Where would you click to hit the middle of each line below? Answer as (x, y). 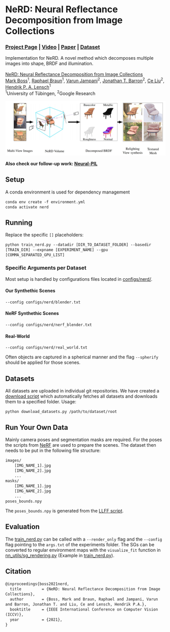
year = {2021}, (36, 619)
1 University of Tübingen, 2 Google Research (50, 93)
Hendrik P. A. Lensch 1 (28, 87)
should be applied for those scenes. (43, 362)
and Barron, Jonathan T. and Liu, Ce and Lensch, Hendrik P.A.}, (76, 604)
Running (19, 222)
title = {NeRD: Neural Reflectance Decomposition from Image (85, 589)
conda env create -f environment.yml (45, 202)
